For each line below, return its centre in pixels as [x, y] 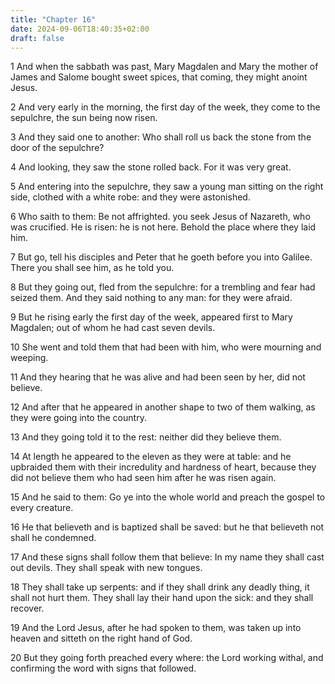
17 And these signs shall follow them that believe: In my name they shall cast [167, 557]
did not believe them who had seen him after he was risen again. [143, 478]
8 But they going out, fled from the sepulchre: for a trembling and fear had [163, 287]
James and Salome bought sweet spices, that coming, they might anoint [159, 77]
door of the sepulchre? [57, 148]
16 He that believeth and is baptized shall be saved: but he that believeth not [167, 527]
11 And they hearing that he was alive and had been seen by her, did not [158, 377]
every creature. [42, 508]
